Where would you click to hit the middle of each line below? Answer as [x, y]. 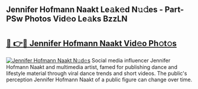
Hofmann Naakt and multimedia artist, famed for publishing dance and [92, 67]
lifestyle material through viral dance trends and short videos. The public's [97, 73]
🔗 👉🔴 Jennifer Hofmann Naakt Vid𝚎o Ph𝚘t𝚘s [92, 43]
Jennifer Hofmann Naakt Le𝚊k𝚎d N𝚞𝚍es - [85, 10]
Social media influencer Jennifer [131, 60]
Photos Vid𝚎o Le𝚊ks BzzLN [76, 19]
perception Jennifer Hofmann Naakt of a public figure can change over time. [99, 80]
